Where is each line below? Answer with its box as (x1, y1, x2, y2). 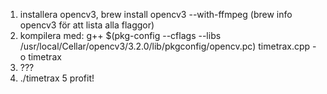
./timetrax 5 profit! (19, 72, 95, 84)
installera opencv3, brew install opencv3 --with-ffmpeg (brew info (19, 9, 293, 20)
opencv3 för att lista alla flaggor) (19, 19, 155, 31)
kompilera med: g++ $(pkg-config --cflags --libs (19, 30, 222, 41)
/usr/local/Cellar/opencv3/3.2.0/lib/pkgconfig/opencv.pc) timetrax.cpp (19, 40, 311, 52)
